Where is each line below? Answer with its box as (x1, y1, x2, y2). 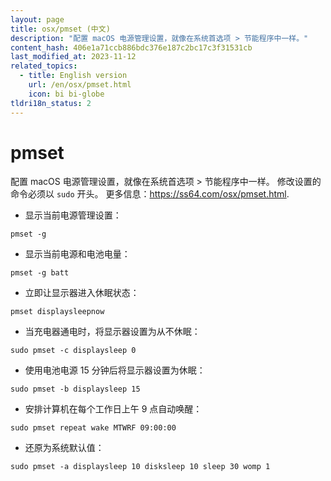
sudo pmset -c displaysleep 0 (10, 346, 137, 356)
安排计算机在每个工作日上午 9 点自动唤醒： (24, 403, 203, 415)
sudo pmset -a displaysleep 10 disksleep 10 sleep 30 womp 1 (10, 462, 271, 472)
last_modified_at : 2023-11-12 (10, 52, 137, 62)
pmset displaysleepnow (10, 307, 105, 317)
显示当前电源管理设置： (24, 209, 122, 221)
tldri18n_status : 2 (10, 98, 92, 108)
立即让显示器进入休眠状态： (24, 287, 140, 299)
